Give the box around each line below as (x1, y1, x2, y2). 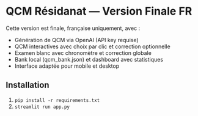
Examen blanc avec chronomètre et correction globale (14, 49, 152, 56)
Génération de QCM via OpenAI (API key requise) (14, 36, 139, 43)
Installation (5, 80, 50, 90)
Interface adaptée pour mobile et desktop (14, 62, 120, 70)
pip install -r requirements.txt (14, 97, 100, 103)
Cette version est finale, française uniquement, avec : (5, 24, 141, 32)
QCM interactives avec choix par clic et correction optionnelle (14, 43, 170, 50)
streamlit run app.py (14, 104, 70, 110)
